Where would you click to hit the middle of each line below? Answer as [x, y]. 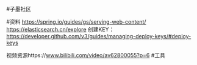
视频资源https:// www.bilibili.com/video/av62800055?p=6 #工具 [86, 55]
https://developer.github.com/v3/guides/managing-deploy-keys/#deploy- [99, 36]
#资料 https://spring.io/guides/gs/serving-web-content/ [76, 22]
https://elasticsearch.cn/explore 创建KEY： [60, 29]
